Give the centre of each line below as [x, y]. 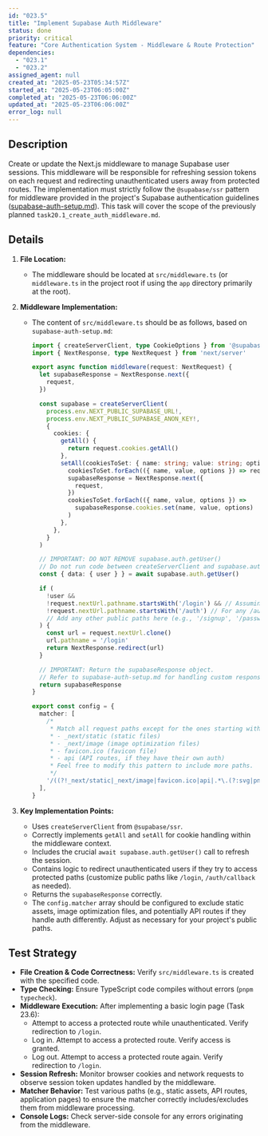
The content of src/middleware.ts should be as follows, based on [139, 322]
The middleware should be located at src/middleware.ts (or [130, 274]
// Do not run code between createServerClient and [126, 567]
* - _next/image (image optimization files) [125, 743]
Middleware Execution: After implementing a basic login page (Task [132, 1006]
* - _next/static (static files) [105, 736]
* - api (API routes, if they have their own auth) [138, 758]
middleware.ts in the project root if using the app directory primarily [142, 283]
